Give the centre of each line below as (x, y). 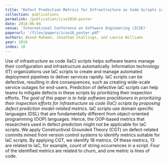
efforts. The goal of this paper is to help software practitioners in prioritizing (83, 98)
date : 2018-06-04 (23, 24)
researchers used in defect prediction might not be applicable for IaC (76, 124)
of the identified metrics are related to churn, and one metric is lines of (78, 151)
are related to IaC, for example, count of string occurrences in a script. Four (83, 145)
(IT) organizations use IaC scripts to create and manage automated (74, 71)
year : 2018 (16, 42)
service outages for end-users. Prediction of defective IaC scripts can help (82, 87)
